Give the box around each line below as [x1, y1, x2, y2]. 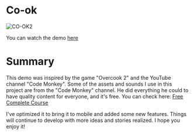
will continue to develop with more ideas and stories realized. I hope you [6, 117, 180, 124]
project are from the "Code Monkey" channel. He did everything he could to [6, 86, 189, 94]
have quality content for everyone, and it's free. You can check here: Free [6, 93, 183, 100]
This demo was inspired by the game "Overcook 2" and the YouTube [6, 74, 171, 81]
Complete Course [6, 99, 49, 106]
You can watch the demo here [6, 34, 79, 41]
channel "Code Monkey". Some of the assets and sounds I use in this [6, 80, 172, 87]
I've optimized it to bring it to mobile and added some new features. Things [6, 110, 187, 117]
